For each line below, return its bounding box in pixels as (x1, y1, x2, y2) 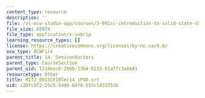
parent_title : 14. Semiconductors (6, 54, 95, 60)
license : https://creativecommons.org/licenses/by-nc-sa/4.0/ (6, 43, 168, 49)
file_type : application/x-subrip (6, 32, 92, 38)
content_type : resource (6, 9, 67, 15)
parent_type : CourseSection (6, 60, 78, 66)
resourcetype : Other (6, 71, 59, 77)
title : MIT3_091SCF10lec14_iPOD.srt (6, 77, 99, 83)
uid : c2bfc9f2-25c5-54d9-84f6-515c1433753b (6, 83, 119, 89)
